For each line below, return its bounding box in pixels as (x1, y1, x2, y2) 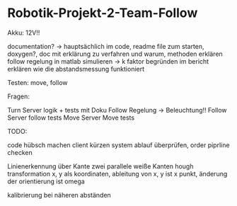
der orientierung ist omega (7, 177, 85, 185)
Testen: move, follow (7, 78, 69, 86)
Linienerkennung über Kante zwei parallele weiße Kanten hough (7, 161, 194, 171)
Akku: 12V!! (7, 28, 40, 37)
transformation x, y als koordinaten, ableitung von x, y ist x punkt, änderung (7, 169, 228, 178)
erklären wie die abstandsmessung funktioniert (7, 64, 145, 73)
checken (7, 148, 33, 156)
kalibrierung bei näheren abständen (7, 190, 111, 199)
